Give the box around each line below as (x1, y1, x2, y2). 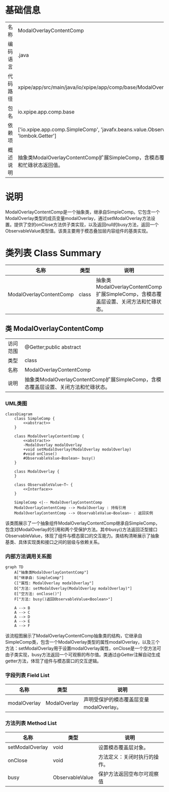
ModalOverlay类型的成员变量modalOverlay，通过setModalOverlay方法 (5, 215, 151, 221)
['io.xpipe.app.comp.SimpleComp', (18, 126, 100, 133)
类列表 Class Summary (5, 248, 102, 259)
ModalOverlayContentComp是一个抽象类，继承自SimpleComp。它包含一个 (5, 209, 160, 215)
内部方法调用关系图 (5, 553, 52, 560)
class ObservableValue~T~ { (14, 482, 73, 487)
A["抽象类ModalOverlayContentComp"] (14, 570, 89, 575)
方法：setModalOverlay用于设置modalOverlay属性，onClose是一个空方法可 (5, 645, 161, 651)
